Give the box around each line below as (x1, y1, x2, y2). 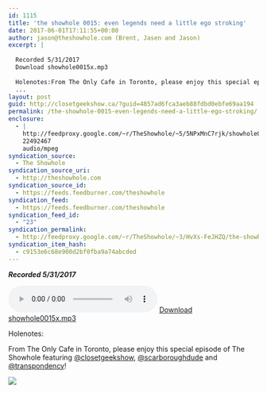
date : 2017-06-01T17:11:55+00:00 (8, 26, 119, 34)
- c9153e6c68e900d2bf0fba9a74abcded (15, 248, 137, 256)
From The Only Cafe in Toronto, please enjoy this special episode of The (8, 344, 245, 353)
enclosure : (8, 115, 44, 123)
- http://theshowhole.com (15, 174, 102, 183)
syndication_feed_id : (8, 211, 80, 219)
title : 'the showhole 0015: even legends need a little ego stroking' (8, 19, 247, 27)
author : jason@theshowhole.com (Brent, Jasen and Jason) (8, 33, 201, 42)
